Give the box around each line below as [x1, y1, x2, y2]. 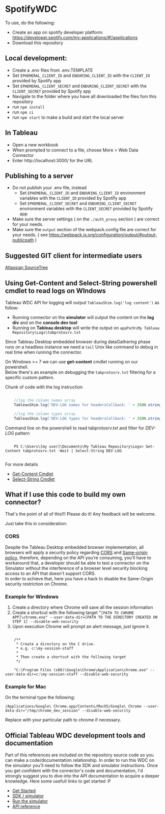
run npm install [12, 104, 45, 109]
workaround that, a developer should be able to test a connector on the [5, 560, 149, 566]
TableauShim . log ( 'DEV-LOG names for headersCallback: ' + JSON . [14, 402, 148, 407]
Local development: [5, 54, 67, 63]
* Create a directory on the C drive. [16, 641, 96, 646]
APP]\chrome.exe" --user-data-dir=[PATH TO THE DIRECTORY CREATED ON [12, 615, 158, 620]
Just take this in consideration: [5, 521, 67, 527]
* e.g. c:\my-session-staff [16, 646, 74, 651]
